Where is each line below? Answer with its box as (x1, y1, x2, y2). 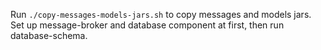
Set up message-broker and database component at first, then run (10, 19, 285, 31)
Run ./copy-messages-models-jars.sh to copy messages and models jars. (10, 9, 312, 20)
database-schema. (10, 30, 88, 41)
